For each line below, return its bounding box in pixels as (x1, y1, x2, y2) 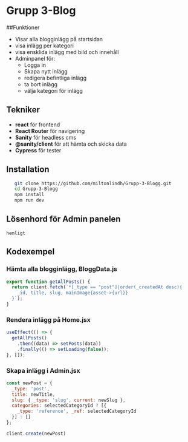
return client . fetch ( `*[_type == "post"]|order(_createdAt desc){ (11, 284, 183, 290)
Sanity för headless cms (15, 134, 77, 141)
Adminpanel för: (15, 55, 56, 62)
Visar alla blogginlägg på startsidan (15, 35, 103, 42)
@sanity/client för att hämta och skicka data (15, 140, 127, 148)
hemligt (6, 230, 26, 236)
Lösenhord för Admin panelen (6, 214, 121, 225)
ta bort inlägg (24, 80, 58, 88)
